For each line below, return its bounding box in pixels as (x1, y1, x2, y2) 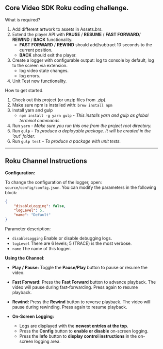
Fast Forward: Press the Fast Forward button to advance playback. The (12, 279, 156, 285)
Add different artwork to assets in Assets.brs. (12, 26, 103, 32)
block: (5, 189, 18, 195)
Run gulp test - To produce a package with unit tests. (12, 138, 121, 144)
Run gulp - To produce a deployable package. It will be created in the (12, 128, 151, 133)
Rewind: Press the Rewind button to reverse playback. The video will (12, 299, 150, 305)
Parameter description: (5, 226, 51, 232)
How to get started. (5, 87, 44, 93)
